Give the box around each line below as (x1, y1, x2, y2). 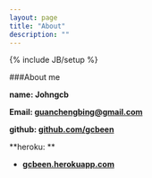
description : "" (9, 30, 70, 39)
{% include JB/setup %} (9, 55, 98, 66)
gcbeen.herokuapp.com (21, 159, 114, 170)
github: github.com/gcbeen (9, 124, 114, 135)
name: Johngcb (9, 89, 70, 100)
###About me (9, 72, 61, 83)
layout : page (9, 13, 58, 22)
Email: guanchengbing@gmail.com (9, 107, 143, 118)
